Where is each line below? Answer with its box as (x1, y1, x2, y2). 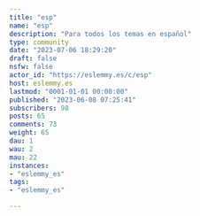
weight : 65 (9, 128, 50, 137)
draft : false (9, 54, 58, 63)
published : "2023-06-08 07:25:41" (9, 95, 137, 104)
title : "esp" (9, 12, 58, 22)
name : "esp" (9, 21, 53, 30)
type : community (9, 37, 69, 47)
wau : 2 (9, 144, 34, 153)
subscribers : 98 (9, 104, 69, 112)
